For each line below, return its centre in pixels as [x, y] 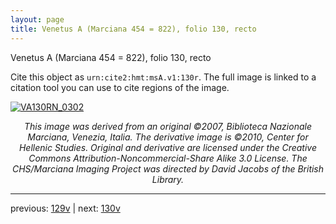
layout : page [37, 19]
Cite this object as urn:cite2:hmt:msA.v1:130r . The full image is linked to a [163, 77]
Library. [168, 179]
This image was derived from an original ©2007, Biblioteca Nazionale [168, 126]
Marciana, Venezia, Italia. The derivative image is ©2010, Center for [168, 137]
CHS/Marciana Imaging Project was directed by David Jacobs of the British [168, 168]
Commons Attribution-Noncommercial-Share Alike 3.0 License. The [168, 158]
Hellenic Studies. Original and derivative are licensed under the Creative [168, 147]
